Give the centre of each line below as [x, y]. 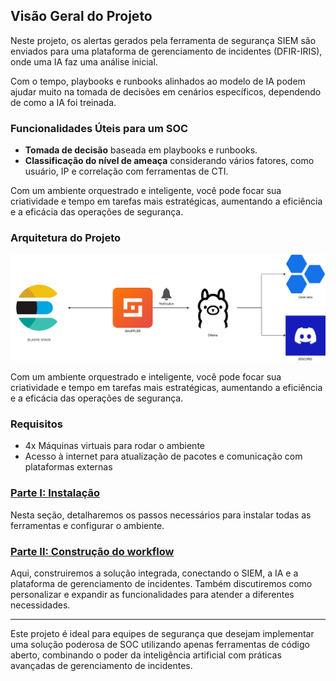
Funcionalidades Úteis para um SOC [99, 128]
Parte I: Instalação [55, 493]
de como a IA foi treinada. [63, 102]
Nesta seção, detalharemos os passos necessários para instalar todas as [161, 515]
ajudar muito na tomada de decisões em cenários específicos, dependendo [166, 91]
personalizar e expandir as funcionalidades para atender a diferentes [152, 595]
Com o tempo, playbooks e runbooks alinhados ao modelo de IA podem [158, 81]
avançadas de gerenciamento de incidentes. [101, 666]
